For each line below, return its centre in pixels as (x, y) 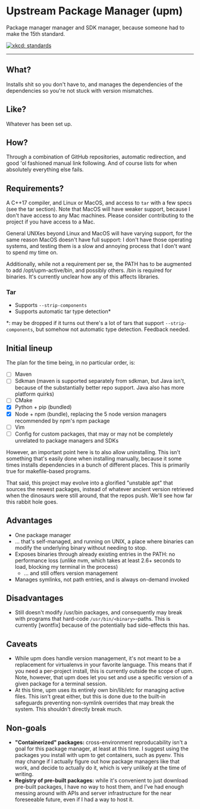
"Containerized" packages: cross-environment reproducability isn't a (101, 742)
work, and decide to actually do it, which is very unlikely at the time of (100, 767)
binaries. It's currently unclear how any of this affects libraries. (83, 277)
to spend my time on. (32, 253)
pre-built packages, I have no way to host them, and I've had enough (99, 786)
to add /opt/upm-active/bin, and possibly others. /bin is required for (89, 271)
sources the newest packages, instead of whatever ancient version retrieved (100, 489)
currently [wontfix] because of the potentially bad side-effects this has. (102, 625)
